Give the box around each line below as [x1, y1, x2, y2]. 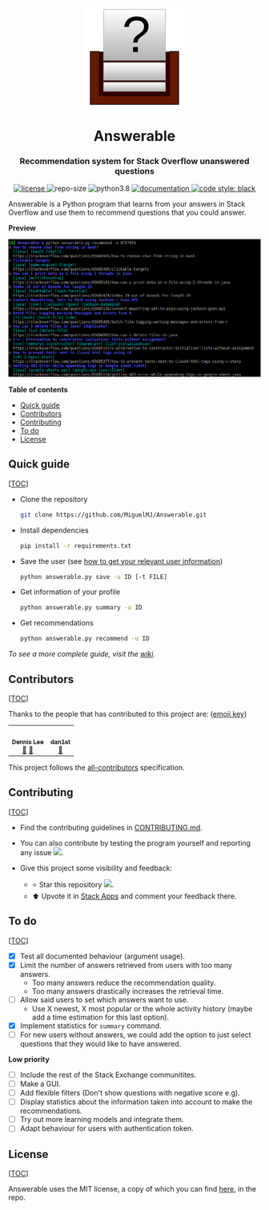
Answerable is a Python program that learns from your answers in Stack [8, 199, 246, 209]
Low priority [8, 1054, 50, 1063]
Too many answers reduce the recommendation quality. [31, 978, 216, 987]
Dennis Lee [11, 738, 44, 746]
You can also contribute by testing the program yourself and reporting [19, 838, 251, 847]
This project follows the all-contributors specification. [8, 763, 186, 773]
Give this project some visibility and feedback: [19, 863, 173, 873]
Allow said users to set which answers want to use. [19, 995, 189, 1004]
